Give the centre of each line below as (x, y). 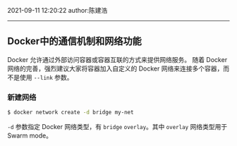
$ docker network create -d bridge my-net (71, 112)
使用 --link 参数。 (46, 77)
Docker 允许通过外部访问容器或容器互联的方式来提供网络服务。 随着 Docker (117, 59)
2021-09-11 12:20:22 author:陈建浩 (57, 10)
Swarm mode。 (30, 135)
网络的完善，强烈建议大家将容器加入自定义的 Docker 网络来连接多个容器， (115, 68)
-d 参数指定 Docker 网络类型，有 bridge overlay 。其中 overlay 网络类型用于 (117, 126)
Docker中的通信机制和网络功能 (75, 41)
